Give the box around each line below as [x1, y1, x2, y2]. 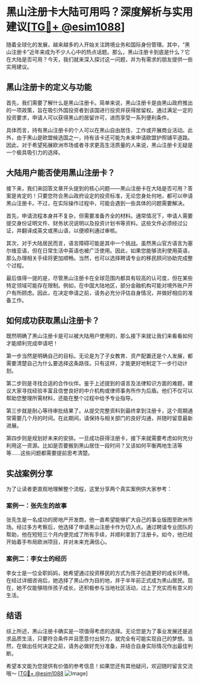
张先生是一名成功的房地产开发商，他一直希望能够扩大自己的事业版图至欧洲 [6, 516, 188, 524]
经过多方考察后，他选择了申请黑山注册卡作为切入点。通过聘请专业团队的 [16, 524, 193, 531]
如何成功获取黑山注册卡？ [6, 315, 99, 325]
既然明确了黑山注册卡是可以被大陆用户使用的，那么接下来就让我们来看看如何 [6, 333, 193, 340]
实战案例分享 [6, 468, 53, 478]
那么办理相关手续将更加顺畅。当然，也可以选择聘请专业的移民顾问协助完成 [6, 254, 188, 261]
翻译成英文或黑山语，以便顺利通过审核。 [21, 226, 120, 234]
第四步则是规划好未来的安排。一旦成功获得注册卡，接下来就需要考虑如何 [6, 435, 182, 442]
